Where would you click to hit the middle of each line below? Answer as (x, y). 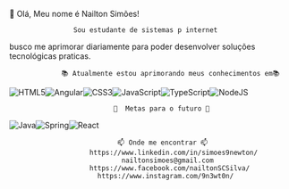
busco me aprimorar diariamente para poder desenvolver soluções (132, 46)
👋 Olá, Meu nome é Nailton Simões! (75, 14)
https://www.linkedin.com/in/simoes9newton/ (173, 152)
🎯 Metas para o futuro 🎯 (161, 109)
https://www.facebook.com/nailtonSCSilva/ (170, 168)
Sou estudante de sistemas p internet (145, 30)
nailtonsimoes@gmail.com (168, 160)
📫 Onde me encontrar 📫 (163, 143)
